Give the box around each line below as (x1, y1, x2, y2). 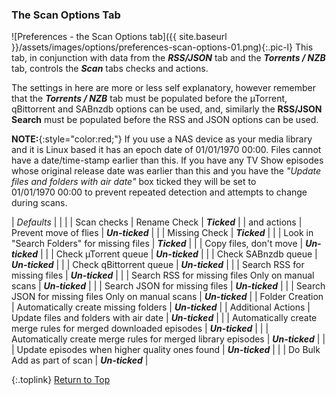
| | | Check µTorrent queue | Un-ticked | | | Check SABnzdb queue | (40, 248, 318, 260)
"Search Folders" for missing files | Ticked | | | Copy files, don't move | (11, 238, 304, 250)
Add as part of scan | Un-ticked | (11, 354, 149, 367)
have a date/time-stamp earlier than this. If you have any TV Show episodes (11, 154, 324, 167)
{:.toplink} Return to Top (11, 374, 111, 386)
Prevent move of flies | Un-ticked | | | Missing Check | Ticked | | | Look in (11, 227, 314, 239)
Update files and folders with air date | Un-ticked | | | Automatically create (11, 312, 318, 324)
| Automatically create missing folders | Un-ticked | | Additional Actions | (11, 301, 311, 313)
